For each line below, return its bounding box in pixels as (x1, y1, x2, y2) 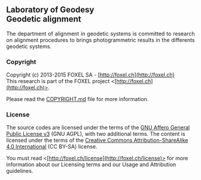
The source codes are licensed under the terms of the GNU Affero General (6, 124, 190, 131)
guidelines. (6, 167, 33, 175)
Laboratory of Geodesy (6, 5, 95, 15)
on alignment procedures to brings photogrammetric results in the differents (6, 36, 195, 44)
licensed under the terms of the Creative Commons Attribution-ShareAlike (6, 137, 188, 144)
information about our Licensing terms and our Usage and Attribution (6, 161, 176, 168)
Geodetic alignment (6, 14, 81, 25)
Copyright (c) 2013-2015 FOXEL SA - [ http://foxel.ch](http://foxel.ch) (6, 71, 175, 78)
